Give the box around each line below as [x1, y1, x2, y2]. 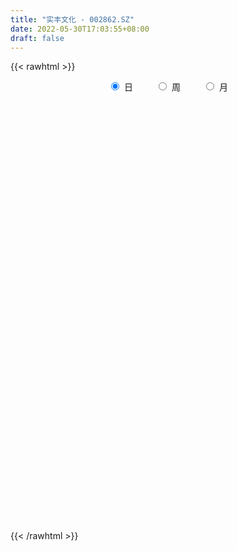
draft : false [10, 33, 65, 43]
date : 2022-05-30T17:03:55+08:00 [10, 24, 150, 34]
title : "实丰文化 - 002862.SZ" [10, 14, 135, 25]
